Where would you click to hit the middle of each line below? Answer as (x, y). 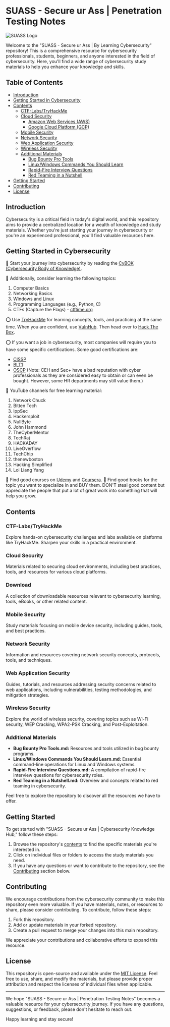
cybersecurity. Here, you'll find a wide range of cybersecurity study (76, 61)
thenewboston (28, 460)
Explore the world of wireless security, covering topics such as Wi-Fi (77, 719)
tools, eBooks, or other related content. (46, 601)
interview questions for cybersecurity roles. (58, 775)
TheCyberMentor (31, 433)
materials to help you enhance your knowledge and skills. (65, 67)
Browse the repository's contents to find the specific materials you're (85, 844)
